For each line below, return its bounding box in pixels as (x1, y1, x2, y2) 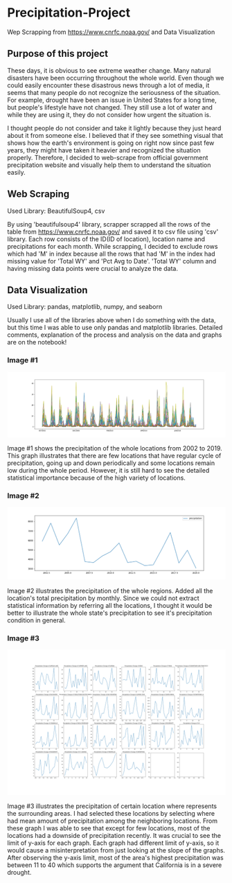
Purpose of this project (7, 48, 109, 60)
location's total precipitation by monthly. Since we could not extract (7, 594, 199, 602)
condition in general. (7, 615, 66, 624)
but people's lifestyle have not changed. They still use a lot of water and (7, 103, 213, 112)
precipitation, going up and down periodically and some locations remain (7, 459, 215, 467)
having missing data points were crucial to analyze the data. (7, 264, 179, 272)
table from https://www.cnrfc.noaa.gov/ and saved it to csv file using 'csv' (7, 227, 219, 236)
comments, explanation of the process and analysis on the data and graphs (7, 331, 222, 339)
